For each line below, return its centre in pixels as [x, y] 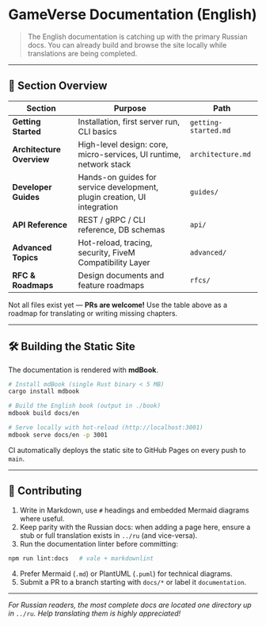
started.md [210, 130]
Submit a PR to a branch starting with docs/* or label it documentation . [133, 582]
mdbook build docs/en [44, 413]
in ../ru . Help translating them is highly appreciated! [95, 613]
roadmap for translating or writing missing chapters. [93, 313]
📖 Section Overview [58, 86]
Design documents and [121, 275]
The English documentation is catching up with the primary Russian [137, 36]
